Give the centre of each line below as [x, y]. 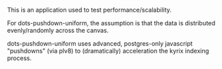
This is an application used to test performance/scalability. [89, 10]
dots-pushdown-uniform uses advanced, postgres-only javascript [100, 43]
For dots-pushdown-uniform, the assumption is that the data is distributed [111, 23]
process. [19, 58]
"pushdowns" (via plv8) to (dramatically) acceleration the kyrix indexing [108, 51]
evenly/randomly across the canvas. [58, 30]
